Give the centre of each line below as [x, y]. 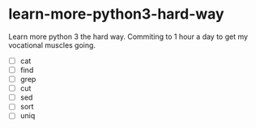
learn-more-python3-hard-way [116, 14]
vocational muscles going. [52, 45]
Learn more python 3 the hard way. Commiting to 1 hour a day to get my [128, 36]
